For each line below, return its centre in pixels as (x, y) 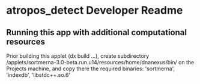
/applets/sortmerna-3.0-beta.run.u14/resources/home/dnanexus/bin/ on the (100, 62)
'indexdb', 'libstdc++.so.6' (38, 75)
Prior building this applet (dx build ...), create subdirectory (78, 56)
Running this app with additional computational (97, 32)
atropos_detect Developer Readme (95, 10)
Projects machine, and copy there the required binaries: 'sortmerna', (91, 69)
